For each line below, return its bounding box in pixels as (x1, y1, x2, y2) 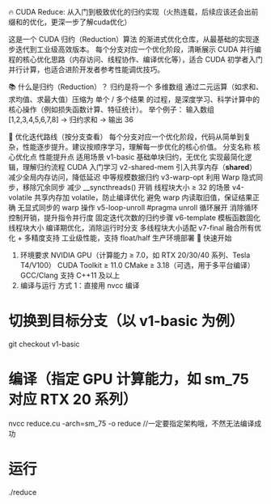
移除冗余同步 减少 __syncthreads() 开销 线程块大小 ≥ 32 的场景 (22, 183, 231, 192)
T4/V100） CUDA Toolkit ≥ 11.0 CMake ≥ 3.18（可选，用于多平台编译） (19, 260, 255, 269)
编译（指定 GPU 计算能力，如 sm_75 (8, 371, 249, 388)
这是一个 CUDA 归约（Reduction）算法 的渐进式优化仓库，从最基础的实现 (8, 35, 253, 44)
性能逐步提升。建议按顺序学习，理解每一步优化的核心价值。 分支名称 (22, 142, 252, 151)
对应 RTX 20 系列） (8, 391, 138, 409)
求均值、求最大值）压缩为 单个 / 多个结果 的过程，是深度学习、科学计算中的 (8, 95, 260, 104)
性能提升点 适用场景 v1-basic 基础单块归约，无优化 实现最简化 (38, 152, 245, 162)
